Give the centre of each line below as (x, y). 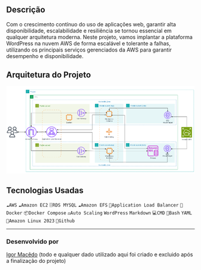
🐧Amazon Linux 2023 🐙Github (40, 221)
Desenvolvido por (32, 242)
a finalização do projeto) (36, 261)
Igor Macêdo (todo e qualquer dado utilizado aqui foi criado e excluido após (100, 254)
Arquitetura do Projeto (49, 75)
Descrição (26, 10)
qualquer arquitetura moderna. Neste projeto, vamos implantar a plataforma (100, 37)
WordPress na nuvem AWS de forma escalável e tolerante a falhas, (89, 43)
